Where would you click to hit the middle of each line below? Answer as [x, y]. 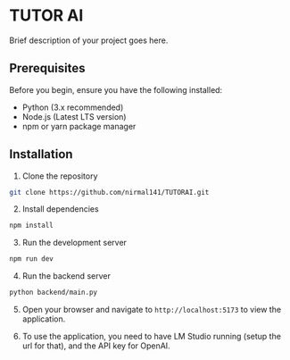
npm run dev [31, 259]
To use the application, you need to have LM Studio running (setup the [151, 337]
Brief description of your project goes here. [89, 40]
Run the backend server [66, 276]
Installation [41, 154]
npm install [31, 226]
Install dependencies [61, 209]
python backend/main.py [54, 293]
